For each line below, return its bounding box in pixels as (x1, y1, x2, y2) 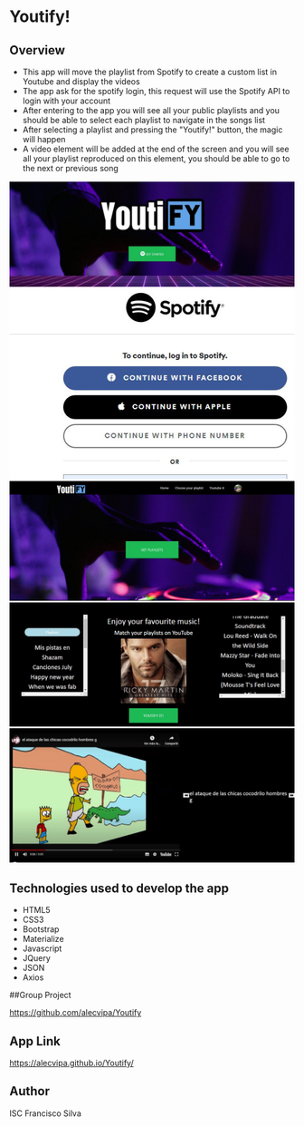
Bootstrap (22, 924, 60, 935)
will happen (22, 134, 66, 144)
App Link (9, 1034, 61, 1049)
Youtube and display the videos (22, 76, 140, 87)
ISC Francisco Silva (9, 1108, 81, 1119)
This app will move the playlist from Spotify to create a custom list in (22, 66, 278, 77)
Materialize (22, 934, 65, 945)
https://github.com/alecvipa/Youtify (9, 1007, 142, 1018)
